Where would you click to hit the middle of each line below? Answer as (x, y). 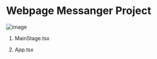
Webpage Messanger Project (79, 11)
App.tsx (24, 49)
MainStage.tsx (32, 38)
